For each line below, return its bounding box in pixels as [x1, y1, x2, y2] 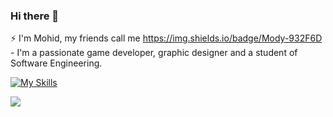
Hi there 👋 [10, 9, 60, 23]
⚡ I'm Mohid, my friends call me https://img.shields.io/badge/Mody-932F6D [10, 32, 323, 44]
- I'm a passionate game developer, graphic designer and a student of [10, 47, 298, 59]
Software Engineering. [10, 57, 103, 69]
